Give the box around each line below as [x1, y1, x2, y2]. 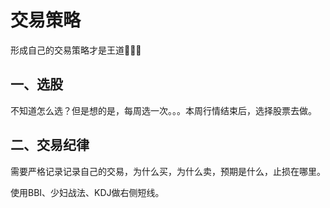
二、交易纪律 [10, 137, 90, 154]
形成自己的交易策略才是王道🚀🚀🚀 [10, 44, 142, 56]
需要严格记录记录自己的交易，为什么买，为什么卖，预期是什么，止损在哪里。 [10, 165, 326, 177]
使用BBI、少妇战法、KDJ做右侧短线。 [10, 186, 165, 198]
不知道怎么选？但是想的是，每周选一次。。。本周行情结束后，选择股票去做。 [10, 104, 317, 116]
